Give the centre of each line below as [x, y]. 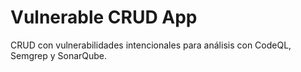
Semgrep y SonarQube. [59, 55]
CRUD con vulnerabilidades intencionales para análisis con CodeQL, [151, 45]
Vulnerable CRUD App [104, 17]
